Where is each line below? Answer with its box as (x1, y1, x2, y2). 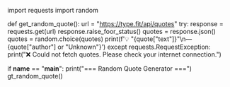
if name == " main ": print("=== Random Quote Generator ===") (7, 64, 192, 73)
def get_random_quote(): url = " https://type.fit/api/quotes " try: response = (7, 20, 224, 28)
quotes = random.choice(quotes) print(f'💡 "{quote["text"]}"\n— (7, 35, 192, 43)
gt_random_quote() (7, 72, 64, 80)
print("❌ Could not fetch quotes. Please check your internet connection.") (7, 50, 222, 59)
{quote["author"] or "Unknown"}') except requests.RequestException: (7, 42, 211, 51)
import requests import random (7, 6, 99, 14)
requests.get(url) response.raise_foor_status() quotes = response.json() (7, 28, 216, 35)
